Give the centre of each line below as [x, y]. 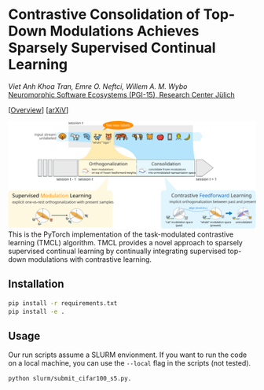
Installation [36, 284]
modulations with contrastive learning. [90, 259]
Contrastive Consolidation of [104, 15]
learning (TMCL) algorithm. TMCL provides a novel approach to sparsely [126, 242]
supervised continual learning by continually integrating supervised [117, 251]
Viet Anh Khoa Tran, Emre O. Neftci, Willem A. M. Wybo [98, 86]
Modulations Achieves [125, 31]
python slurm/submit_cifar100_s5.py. [70, 379]
